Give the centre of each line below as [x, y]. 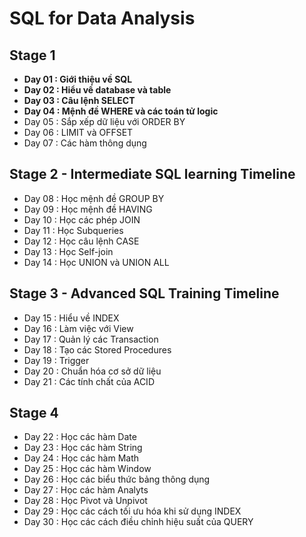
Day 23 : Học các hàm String [83, 448]
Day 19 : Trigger [56, 360]
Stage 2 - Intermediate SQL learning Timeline [152, 174]
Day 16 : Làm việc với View [78, 328]
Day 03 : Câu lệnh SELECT [79, 100]
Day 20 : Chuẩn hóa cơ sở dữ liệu [92, 371]
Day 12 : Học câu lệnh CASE [81, 241]
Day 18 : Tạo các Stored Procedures [97, 349]
